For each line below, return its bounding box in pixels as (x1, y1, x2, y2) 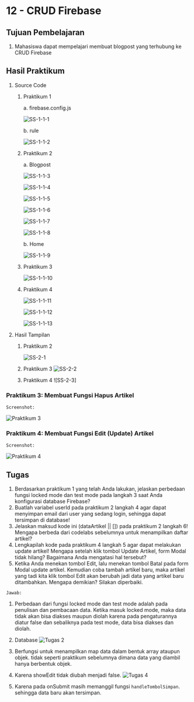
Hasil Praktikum (6, 66, 65, 76)
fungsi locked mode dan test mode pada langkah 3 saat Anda (14, 492, 162, 499)
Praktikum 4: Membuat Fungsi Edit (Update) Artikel (6, 429, 154, 437)
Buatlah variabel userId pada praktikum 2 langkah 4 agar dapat (14, 504, 167, 511)
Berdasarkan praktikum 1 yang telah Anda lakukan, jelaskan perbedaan (14, 485, 185, 492)
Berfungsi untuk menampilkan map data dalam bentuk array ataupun (14, 648, 180, 655)
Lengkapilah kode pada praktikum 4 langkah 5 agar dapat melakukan (14, 542, 181, 549)
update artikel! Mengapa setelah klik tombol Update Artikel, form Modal (14, 547, 186, 554)
